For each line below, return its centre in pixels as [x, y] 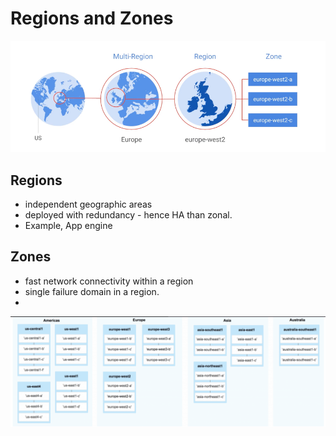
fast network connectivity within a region [109, 281]
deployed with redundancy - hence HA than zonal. [128, 215]
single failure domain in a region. [92, 291]
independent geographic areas [88, 204]
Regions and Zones [92, 18]
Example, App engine [68, 225]
